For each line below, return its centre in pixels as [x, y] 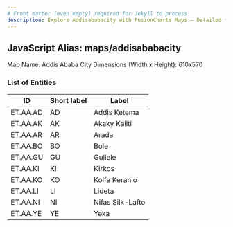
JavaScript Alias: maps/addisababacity [94, 48]
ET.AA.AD [27, 112]
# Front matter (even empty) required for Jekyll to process [97, 13]
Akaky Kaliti [112, 123]
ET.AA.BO [27, 146]
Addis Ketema [116, 112]
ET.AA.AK [27, 123]
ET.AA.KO [27, 179]
